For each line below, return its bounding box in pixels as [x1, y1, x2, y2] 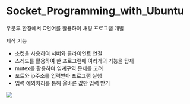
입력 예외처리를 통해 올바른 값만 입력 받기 [14, 79, 110, 87]
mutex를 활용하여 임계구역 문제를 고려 [14, 64, 103, 72]
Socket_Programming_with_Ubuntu [6, 4, 185, 18]
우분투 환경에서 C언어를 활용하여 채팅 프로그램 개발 [6, 24, 125, 31]
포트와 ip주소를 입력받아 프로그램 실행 [14, 72, 102, 79]
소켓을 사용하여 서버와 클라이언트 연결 [14, 49, 103, 57]
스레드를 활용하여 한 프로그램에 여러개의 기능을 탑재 [14, 57, 134, 64]
